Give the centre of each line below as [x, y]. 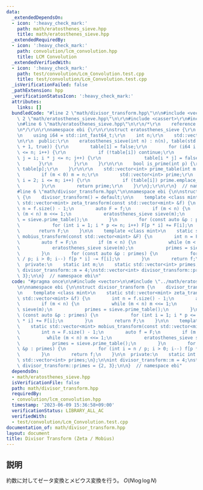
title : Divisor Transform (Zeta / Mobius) [60, 439]
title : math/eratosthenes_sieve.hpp [63, 34]
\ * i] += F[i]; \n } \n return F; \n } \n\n [93, 321]
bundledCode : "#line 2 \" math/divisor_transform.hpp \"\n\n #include [98, 113]
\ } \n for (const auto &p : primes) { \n [88, 253]
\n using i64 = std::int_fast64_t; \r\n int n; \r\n [90, 136]
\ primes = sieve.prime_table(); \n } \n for [107, 343]
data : [13, 12]
